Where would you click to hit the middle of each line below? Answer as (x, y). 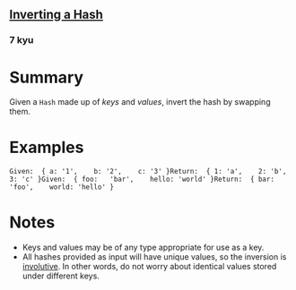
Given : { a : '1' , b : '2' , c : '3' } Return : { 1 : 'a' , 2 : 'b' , (148, 172)
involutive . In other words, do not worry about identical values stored (149, 267)
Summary (46, 77)
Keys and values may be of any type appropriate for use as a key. (143, 247)
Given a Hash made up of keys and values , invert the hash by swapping (140, 102)
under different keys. (61, 276)
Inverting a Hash (56, 15)
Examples (47, 148)
